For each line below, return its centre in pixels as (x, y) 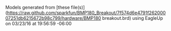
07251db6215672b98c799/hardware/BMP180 (53, 18)
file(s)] (78, 7)
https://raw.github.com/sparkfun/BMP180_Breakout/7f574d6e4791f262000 (86, 13)
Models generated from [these (38, 7)
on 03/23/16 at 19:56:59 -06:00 (39, 23)
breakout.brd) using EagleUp (132, 18)
